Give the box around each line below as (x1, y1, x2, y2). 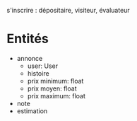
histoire (27, 69, 50, 77)
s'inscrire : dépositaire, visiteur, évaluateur (6, 6, 130, 14)
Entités (6, 31, 49, 47)
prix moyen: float (27, 84, 77, 93)
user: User (27, 62, 58, 70)
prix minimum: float (27, 76, 84, 85)
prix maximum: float (27, 91, 86, 100)
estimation (16, 106, 48, 115)
